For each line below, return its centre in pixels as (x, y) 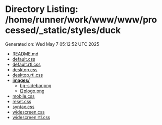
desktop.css (25, 69)
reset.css (22, 101)
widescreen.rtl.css (31, 117)
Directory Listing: (42, 9)
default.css (24, 59)
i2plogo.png (32, 91)
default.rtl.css (27, 64)
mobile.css (23, 96)
